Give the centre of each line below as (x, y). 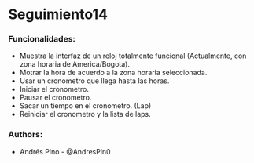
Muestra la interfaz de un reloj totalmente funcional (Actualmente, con (133, 56)
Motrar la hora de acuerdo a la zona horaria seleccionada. (113, 73)
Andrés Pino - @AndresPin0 (65, 151)
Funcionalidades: (42, 39)
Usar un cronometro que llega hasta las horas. (94, 81)
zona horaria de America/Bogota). (74, 64)
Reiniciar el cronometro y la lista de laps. (85, 114)
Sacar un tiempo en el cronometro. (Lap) (85, 106)
